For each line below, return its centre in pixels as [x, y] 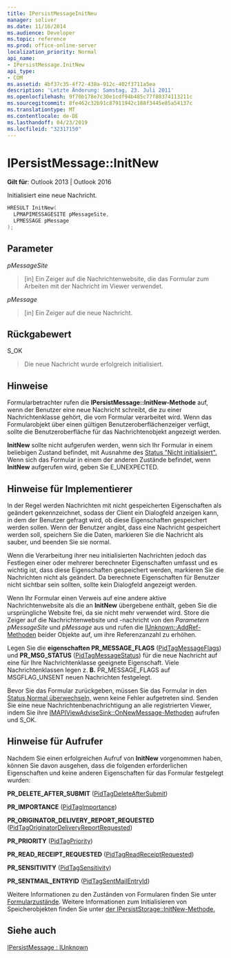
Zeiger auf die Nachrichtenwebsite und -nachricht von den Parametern [108, 620]
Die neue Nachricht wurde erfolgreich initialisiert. [94, 364]
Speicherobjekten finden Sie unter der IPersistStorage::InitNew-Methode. [111, 909]
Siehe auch [32, 931]
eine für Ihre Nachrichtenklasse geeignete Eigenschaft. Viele [93, 663]
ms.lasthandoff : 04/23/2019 [48, 122]
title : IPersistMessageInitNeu [52, 13]
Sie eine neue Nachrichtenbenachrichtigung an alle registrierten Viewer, [109, 705]
